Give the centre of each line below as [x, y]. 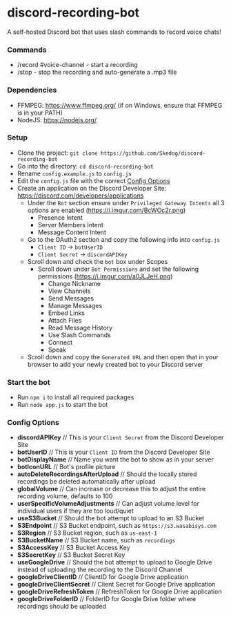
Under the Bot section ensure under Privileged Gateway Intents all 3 [126, 202]
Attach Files [65, 320]
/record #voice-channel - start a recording [77, 65]
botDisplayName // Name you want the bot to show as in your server [115, 459]
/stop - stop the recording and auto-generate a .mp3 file [97, 72]
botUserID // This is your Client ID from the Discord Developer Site [113, 452]
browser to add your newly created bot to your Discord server [115, 364]
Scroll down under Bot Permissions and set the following [118, 269]
